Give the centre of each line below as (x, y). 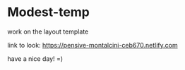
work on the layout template (48, 31)
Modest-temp (49, 12)
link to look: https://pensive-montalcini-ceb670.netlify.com (92, 45)
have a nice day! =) (35, 58)
